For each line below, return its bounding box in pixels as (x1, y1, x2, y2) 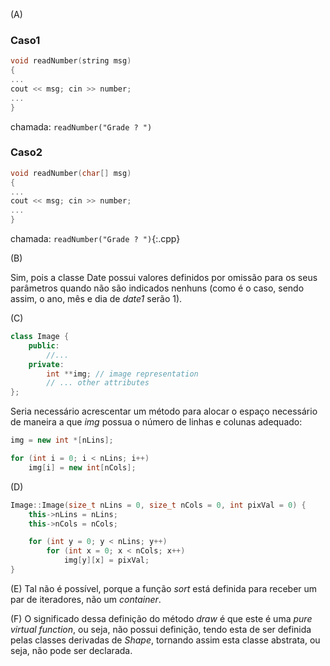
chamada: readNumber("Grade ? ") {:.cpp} (10, 233, 181, 245)
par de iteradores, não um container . (10, 593, 162, 605)
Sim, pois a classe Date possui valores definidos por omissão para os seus (10, 272, 318, 284)
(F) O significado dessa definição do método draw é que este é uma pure (10, 612, 313, 624)
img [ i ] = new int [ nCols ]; (28, 462, 137, 473)
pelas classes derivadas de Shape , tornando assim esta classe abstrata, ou (10, 634, 321, 646)
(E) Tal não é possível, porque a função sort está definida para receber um (10, 582, 318, 594)
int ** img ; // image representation (46, 369, 199, 379)
